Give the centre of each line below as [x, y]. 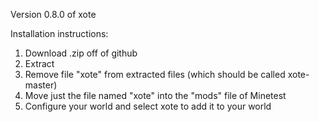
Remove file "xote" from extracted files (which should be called [155, 74]
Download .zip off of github [81, 53]
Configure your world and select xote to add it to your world [148, 106]
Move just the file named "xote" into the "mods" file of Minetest [155, 95]
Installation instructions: [59, 33]
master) [41, 85]
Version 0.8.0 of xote [53, 14]
